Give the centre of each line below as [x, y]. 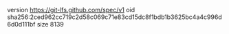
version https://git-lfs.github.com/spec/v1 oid [71, 10]
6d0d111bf [21, 24]
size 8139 [50, 24]
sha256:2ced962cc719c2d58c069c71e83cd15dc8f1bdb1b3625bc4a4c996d [115, 17]
